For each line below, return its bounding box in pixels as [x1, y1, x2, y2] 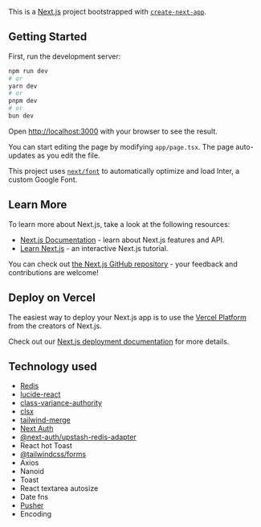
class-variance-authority [19, 398, 103, 408]
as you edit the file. [37, 150, 100, 160]
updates [8, 150, 36, 160]
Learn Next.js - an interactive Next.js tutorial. [19, 243, 169, 253]
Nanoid [19, 467, 44, 476]
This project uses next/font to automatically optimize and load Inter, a [8, 166, 240, 175]
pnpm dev [8, 97, 38, 105]
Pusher [19, 500, 44, 510]
